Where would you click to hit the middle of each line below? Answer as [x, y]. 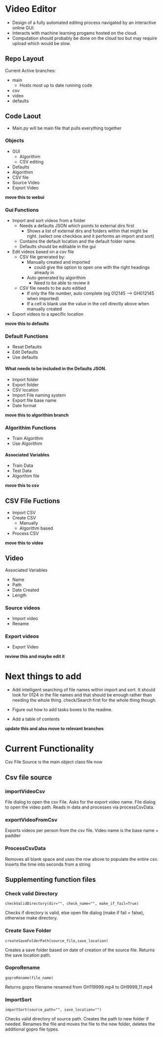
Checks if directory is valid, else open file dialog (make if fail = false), [75, 913]
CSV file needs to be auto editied [53, 288]
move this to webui [25, 197]
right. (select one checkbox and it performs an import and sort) [90, 236]
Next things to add [43, 676]
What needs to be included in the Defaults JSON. [56, 369]
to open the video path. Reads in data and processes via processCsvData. [80, 807]
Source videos [23, 608]
